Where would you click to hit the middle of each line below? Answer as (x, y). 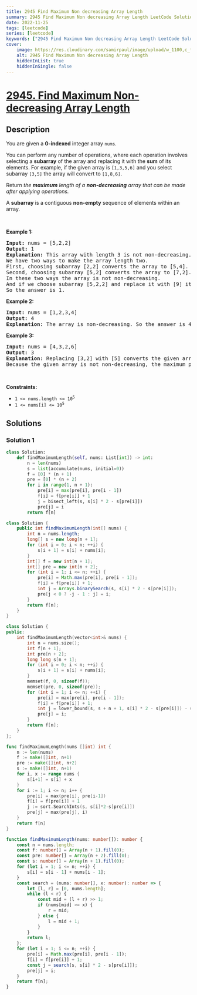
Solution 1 (20, 440)
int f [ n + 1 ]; (44, 648)
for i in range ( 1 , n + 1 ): (60, 485)
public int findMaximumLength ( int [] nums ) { (72, 528)
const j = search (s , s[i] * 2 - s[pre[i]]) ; (82, 965)
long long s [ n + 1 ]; (52, 660)
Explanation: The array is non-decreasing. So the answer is (96, 325)
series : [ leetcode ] (30, 34)
